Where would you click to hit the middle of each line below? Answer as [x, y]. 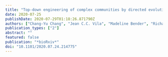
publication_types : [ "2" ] [32, 28]
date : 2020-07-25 [23, 14]
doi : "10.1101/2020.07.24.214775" [41, 47]
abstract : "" [19, 33]
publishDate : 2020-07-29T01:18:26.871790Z [50, 19]
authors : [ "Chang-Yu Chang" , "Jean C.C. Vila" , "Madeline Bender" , [77, 24]
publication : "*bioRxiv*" [32, 42]
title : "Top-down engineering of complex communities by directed [76, 10]
